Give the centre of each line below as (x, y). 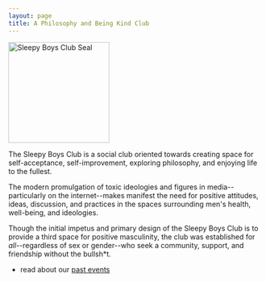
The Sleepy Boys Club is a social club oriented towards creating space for (131, 154)
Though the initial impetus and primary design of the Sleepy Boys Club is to (133, 228)
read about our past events (65, 269)
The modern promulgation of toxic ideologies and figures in (107, 187)
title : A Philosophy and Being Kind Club (79, 23)
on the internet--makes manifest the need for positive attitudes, (154, 195)
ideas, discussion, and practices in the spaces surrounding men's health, (130, 204)
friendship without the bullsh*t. (60, 254)
